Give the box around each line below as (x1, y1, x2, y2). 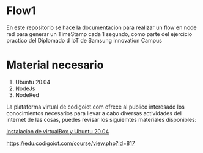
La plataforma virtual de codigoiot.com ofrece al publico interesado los (6, 103, 185, 110)
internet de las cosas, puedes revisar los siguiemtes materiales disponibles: (6, 116, 197, 123)
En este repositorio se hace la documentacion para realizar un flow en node (6, 24, 197, 31)
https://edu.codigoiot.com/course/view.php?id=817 (6, 140, 136, 147)
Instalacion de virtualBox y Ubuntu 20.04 (6, 127, 109, 135)
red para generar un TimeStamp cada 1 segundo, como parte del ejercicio (6, 30, 193, 37)
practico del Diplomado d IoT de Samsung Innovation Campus (6, 37, 162, 44)
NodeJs (15, 85, 35, 92)
